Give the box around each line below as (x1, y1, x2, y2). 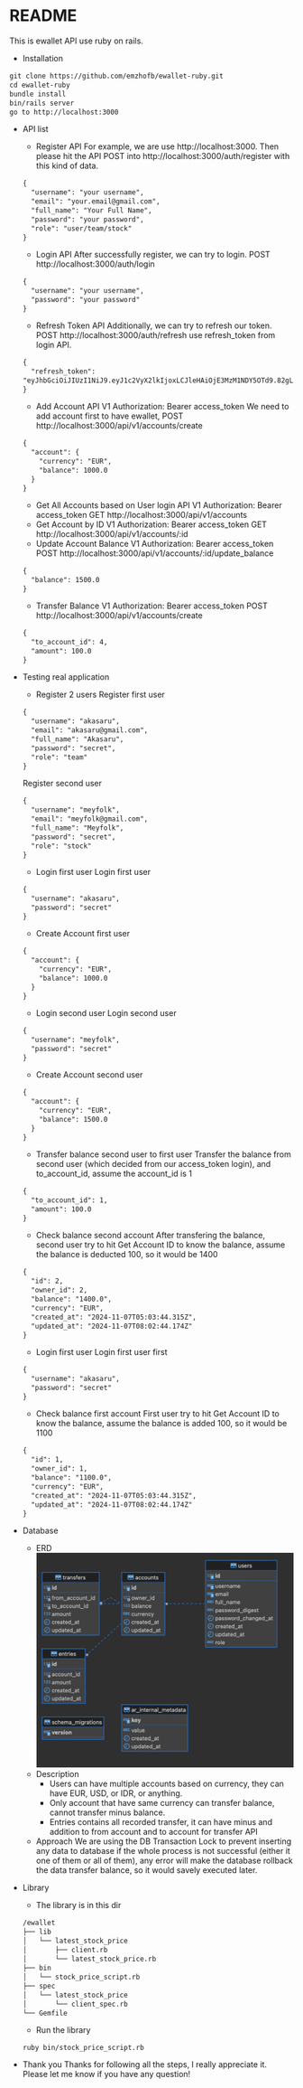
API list (22, 123, 49, 134)
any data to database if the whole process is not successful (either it (35, 1846, 290, 1857)
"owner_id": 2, (31, 1285, 88, 1294)
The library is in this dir (35, 1900, 122, 1911)
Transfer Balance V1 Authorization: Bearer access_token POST (35, 600, 268, 611)
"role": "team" (31, 752, 88, 762)
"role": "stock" (31, 842, 92, 851)
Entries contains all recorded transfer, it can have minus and (49, 1817, 273, 1828)
